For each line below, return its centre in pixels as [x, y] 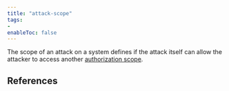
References [32, 80]
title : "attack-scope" [40, 13]
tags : [15, 20]
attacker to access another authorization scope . [75, 60]
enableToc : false [32, 32]
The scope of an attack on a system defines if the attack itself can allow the [115, 52]
